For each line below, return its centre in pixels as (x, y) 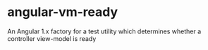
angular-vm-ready (63, 12)
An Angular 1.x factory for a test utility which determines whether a (104, 31)
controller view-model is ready (52, 38)
